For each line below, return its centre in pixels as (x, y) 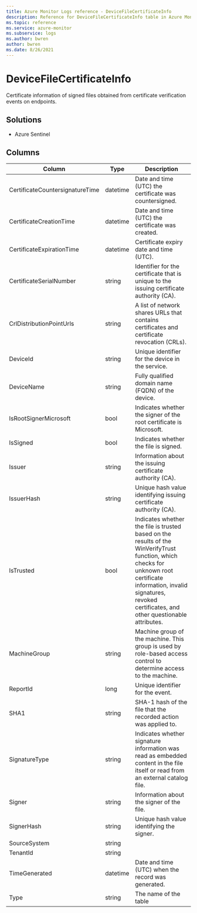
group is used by (158, 646)
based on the (153, 534)
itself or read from (159, 771)
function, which (156, 556)
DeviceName (27, 387)
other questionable (161, 615)
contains (147, 320)
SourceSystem (29, 843)
